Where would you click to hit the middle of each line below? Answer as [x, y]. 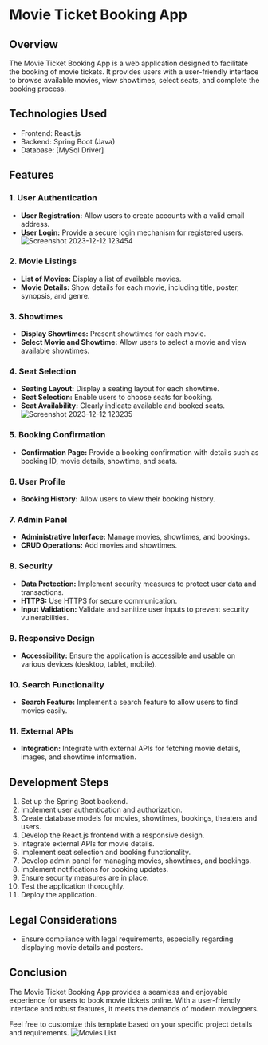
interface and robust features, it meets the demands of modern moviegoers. [134, 1008]
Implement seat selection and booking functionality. [105, 853]
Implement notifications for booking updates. [95, 869]
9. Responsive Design [52, 638]
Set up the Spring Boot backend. [74, 802]
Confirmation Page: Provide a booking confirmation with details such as [140, 452]
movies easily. [44, 711]
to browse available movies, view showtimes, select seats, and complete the [134, 80]
